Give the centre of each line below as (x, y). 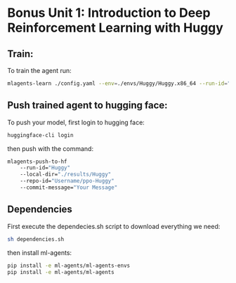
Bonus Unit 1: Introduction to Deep (109, 13)
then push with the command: (50, 148)
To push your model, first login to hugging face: (76, 122)
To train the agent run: (39, 71)
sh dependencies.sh (36, 239)
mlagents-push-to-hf (38, 162)
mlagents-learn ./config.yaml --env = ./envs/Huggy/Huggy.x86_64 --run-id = (118, 84)
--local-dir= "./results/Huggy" (66, 175)
